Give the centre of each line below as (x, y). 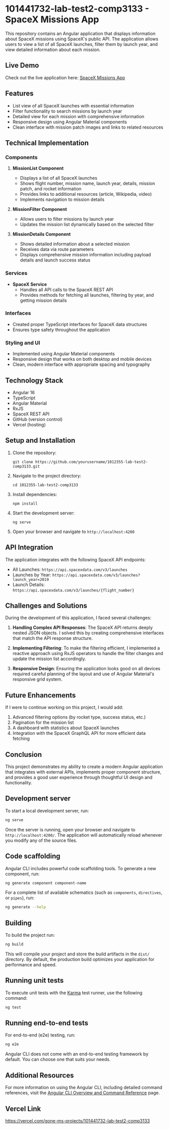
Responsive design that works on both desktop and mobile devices (82, 359)
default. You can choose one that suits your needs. (58, 1059)
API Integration (29, 547)
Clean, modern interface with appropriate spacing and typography (81, 364)
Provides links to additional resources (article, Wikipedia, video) (86, 194)
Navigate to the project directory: (47, 475)
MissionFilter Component (39, 209)
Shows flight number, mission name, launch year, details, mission (88, 183)
